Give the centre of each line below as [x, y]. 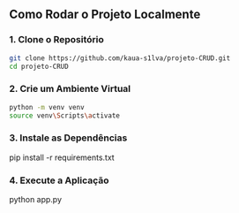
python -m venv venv [47, 107]
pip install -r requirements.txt [62, 157]
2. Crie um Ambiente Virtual [70, 89]
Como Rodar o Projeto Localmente [105, 15]
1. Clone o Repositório [56, 40]
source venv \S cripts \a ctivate [65, 115]
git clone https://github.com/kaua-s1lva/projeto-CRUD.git [120, 58]
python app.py [36, 200]
